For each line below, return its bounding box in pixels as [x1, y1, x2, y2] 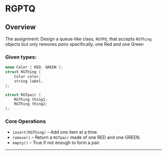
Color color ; [14, 74, 41, 79]
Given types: [5, 53, 37, 60]
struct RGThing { [5, 70, 41, 75]
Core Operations [5, 118, 46, 125]
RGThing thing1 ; [14, 97, 48, 102]
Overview [5, 23, 36, 31]
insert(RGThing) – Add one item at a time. [12, 129, 98, 135]
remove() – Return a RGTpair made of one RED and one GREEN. [12, 135, 141, 141]
